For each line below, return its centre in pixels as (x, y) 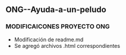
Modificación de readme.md (49, 39)
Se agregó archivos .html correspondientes (67, 46)
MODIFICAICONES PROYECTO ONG (58, 27)
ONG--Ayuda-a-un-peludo (56, 10)
